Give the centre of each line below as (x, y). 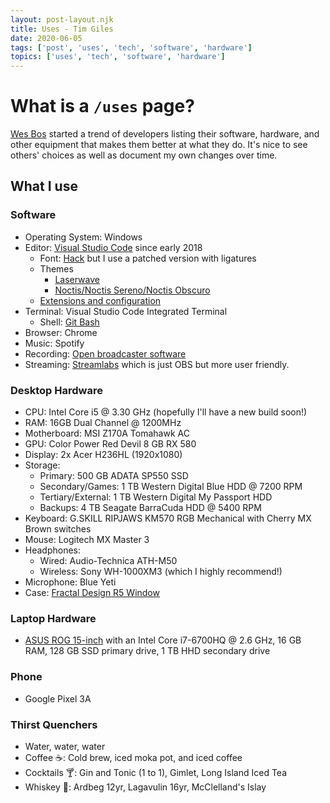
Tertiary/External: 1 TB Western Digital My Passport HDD (156, 497)
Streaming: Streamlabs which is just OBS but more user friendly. (157, 364)
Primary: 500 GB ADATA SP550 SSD (114, 476)
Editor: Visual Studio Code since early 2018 (113, 247)
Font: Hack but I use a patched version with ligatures (148, 258)
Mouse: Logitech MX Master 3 (87, 540)
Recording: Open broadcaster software (105, 353)
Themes (56, 268)
